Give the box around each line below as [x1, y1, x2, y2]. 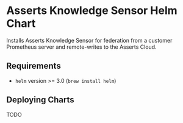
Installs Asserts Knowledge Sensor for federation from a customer [6, 37, 173, 44]
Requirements [6, 61, 61, 71]
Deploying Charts [6, 95, 74, 105]
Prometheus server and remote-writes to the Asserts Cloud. [6, 43, 157, 51]
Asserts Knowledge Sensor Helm [6, 4, 178, 18]
